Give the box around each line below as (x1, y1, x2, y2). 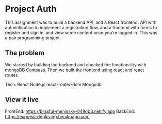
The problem (5, 49, 45, 57)
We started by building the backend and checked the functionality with (5, 62, 146, 67)
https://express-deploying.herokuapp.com (5, 113, 90, 119)
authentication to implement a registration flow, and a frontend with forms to (5, 24, 157, 30)
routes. (5, 72, 19, 78)
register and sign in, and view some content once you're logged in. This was (5, 30, 158, 35)
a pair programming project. (5, 35, 61, 41)
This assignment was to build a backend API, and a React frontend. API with (5, 19, 157, 25)
